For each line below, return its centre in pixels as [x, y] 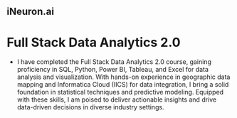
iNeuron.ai [31, 12]
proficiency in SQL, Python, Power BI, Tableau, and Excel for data [113, 70]
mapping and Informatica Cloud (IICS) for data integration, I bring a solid [123, 85]
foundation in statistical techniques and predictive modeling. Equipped [120, 92]
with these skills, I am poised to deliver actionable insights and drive [117, 100]
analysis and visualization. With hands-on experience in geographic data [123, 77]
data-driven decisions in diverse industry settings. [90, 107]
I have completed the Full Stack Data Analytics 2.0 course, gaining [114, 62]
